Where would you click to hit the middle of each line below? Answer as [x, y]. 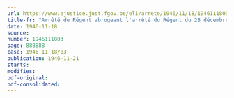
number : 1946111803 [36, 39]
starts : [18, 65]
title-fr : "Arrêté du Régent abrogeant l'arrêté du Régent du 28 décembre [118, 20]
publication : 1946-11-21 [43, 59]
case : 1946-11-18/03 [37, 52]
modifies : [22, 71]
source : [18, 33]
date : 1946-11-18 [32, 26]
